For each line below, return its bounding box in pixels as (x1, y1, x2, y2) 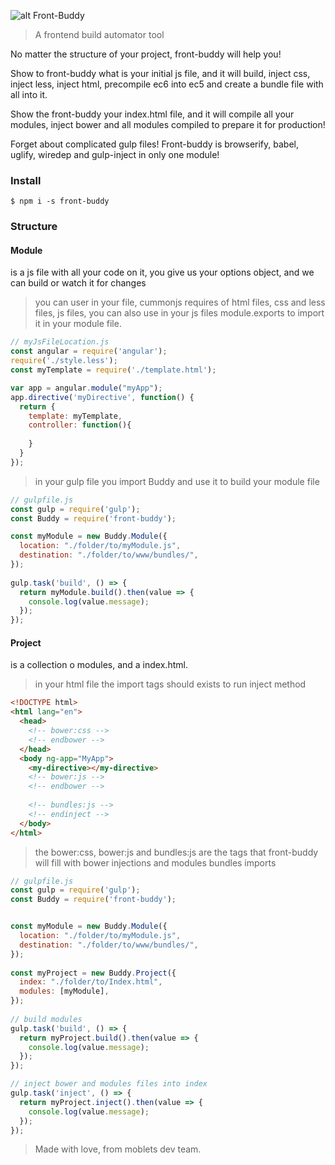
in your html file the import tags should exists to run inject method (34, 678, 307, 690)
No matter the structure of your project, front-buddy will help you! (10, 48, 282, 60)
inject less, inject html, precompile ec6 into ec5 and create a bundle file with (10, 78, 324, 90)
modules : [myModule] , (19, 986, 110, 997)
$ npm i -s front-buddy (10, 196, 110, 207)
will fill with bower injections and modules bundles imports (34, 856, 277, 869)
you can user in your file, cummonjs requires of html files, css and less (34, 296, 326, 309)
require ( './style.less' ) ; (10, 356, 118, 366)
